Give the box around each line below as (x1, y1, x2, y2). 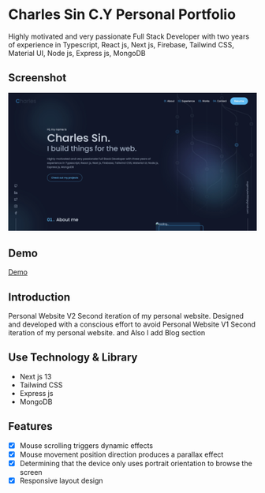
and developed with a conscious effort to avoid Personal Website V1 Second (8, 319, 256, 329)
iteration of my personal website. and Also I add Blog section (8, 327, 206, 337)
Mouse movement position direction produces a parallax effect (19, 450, 224, 459)
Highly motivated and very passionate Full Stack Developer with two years (8, 32, 250, 41)
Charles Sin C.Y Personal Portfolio (8, 6, 237, 24)
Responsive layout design (19, 476, 104, 485)
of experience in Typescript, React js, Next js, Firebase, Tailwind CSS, (8, 39, 235, 49)
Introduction (8, 290, 71, 304)
